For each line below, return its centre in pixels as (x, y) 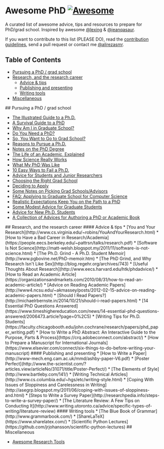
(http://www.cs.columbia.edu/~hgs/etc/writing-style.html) (64, 379)
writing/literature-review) (30, 411)
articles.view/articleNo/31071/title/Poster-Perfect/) (56, 369)
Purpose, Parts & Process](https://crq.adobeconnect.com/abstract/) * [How (82, 337)
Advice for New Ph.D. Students (44, 212)
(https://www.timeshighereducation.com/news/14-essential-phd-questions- (82, 311)
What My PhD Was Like (36, 165)
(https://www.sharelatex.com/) (36, 421)
